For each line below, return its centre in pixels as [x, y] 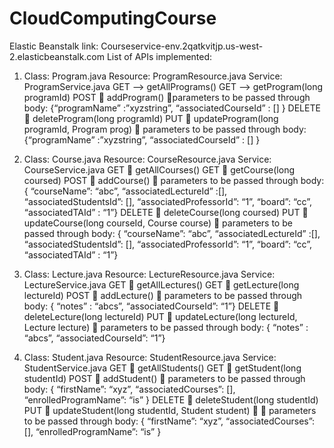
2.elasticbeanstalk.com [57, 56]
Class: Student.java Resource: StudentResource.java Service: [150, 357]
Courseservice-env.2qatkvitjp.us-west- [182, 46]
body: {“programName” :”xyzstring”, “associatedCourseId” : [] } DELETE [172, 108]
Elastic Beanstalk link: [54, 46]
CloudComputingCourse [113, 18]
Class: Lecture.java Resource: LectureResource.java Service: [149, 274]
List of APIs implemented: [159, 56]
